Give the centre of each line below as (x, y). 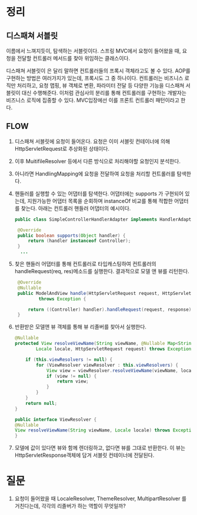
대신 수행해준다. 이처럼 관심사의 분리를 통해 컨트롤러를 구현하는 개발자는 (104, 93)
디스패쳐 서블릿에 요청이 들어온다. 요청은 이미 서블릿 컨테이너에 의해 (92, 141)
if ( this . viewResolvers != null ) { (69, 360)
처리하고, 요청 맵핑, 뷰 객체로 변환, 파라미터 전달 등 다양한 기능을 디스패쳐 (101, 85)
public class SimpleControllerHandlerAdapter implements (86, 219)
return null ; (41, 403)
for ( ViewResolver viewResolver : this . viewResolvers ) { (107, 365)
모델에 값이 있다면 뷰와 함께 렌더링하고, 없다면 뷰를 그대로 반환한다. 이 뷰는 (100, 448)
